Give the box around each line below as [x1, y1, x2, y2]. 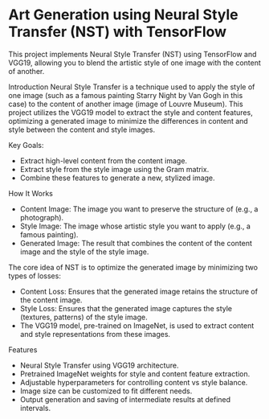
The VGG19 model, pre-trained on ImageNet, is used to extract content [19, 320, 255, 331]
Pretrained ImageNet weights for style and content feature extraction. [19, 368, 251, 379]
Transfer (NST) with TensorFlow [8, 23, 227, 41]
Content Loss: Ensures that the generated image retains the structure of [19, 286, 259, 296]
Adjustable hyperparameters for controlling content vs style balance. [19, 377, 248, 387]
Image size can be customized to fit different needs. [19, 386, 193, 396]
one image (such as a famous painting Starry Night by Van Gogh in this [8, 90, 243, 100]
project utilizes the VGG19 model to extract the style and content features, [8, 107, 253, 117]
